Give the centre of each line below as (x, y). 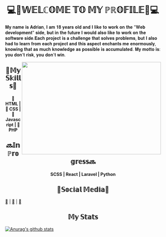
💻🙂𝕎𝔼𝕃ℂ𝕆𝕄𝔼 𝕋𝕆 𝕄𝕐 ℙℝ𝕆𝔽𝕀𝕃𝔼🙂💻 (83, 10)
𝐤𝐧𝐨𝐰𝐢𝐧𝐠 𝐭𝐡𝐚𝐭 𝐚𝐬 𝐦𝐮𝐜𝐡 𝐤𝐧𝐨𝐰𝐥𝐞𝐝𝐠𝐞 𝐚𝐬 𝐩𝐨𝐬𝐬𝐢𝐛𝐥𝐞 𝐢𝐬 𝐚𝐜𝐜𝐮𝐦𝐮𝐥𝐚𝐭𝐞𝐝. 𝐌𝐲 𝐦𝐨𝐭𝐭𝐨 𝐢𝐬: (83, 49)
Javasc (13, 119)
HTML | (13, 103)
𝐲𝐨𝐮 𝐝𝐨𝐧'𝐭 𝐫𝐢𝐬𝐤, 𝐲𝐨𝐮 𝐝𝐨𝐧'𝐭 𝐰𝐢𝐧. (35, 55)
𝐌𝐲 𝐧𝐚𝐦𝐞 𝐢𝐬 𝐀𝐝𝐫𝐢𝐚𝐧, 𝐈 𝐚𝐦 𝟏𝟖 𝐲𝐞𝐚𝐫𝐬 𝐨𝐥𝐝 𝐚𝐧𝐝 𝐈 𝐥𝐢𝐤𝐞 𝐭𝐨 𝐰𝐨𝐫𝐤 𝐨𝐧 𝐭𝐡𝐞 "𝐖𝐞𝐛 (75, 27)
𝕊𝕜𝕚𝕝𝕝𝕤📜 (13, 78)
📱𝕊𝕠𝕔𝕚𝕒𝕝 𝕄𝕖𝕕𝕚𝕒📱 (83, 190)
